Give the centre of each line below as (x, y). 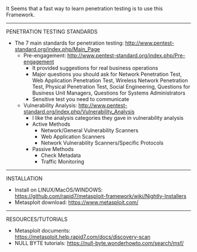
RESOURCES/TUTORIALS (37, 219)
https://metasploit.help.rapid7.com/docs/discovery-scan (82, 237)
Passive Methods (53, 149)
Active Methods (51, 124)
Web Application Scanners (73, 137)
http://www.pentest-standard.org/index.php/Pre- (126, 56)
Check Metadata (61, 155)
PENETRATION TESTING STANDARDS (52, 31)
